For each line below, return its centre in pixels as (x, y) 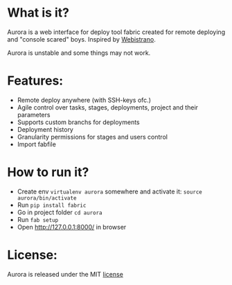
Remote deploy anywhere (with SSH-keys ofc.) (84, 100)
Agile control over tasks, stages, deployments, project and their (108, 107)
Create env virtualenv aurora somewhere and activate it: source (110, 191)
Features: (35, 81)
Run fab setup (38, 219)
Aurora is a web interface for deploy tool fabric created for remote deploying (116, 32)
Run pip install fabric (52, 205)
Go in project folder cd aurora (60, 212)
